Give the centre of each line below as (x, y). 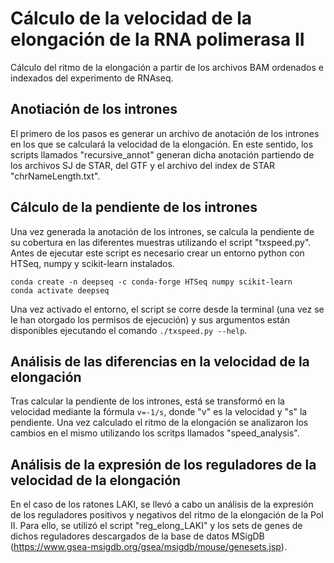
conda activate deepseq (60, 290)
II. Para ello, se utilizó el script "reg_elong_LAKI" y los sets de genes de (156, 526)
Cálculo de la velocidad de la (131, 18)
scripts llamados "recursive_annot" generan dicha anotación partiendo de (162, 154)
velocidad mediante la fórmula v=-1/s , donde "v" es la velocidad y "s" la (159, 412)
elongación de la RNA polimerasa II (157, 39)
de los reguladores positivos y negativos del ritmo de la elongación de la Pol (167, 515)
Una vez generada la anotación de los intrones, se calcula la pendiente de (162, 231)
